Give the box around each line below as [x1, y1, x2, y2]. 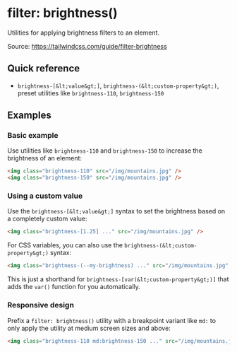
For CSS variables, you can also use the [7, 241, 123, 250]
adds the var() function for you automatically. [7, 283, 141, 291]
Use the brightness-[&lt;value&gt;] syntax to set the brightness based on [7, 207, 226, 216]
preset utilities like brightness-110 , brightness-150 [17, 88, 164, 97]
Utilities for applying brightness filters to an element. [7, 28, 160, 37]
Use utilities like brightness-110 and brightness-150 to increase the [7, 146, 202, 155]
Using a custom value [7, 191, 83, 201]
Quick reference [7, 62, 80, 75]
